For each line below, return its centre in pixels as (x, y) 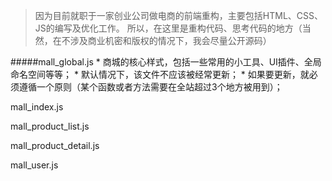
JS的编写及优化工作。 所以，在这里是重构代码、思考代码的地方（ (168, 28)
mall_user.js (34, 165)
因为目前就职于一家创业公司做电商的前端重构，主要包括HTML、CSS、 (178, 15)
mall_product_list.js (50, 126)
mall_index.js (37, 107)
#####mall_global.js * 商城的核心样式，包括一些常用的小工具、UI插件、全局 (166, 62)
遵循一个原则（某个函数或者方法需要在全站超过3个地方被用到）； (150, 87)
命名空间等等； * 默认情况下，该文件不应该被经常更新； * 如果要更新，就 (160, 74)
